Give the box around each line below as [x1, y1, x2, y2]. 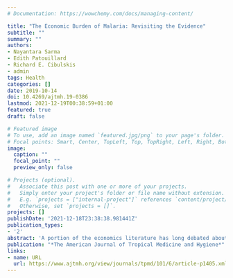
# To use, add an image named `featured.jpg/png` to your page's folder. [7, 132, 225, 139]
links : [7, 247, 26, 254]
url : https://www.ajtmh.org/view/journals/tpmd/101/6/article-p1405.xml [13, 261, 228, 268]
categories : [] [7, 80, 51, 87]
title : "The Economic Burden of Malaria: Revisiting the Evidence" [7, 22, 207, 30]
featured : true [7, 107, 51, 114]
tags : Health [7, 74, 45, 81]
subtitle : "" [7, 29, 45, 36]
